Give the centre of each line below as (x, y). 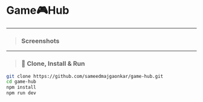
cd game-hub (21, 82)
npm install (21, 88)
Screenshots (40, 40)
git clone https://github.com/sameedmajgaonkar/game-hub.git (85, 76)
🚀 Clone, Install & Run (53, 64)
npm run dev (21, 93)
